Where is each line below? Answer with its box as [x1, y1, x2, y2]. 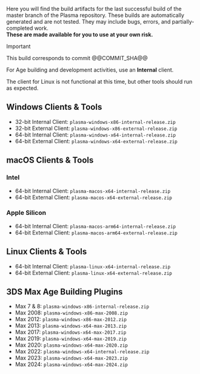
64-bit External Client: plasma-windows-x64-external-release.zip [15, 137, 178, 144]
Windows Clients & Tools [6, 102, 102, 112]
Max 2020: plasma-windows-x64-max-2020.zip [15, 341, 128, 348]
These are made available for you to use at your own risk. [6, 31, 153, 38]
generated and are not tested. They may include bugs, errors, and [6, 18, 171, 25]
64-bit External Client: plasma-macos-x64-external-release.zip [15, 194, 173, 201]
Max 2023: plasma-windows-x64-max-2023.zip [15, 355, 128, 362]
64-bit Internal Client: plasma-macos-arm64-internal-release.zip [15, 222, 176, 229]
